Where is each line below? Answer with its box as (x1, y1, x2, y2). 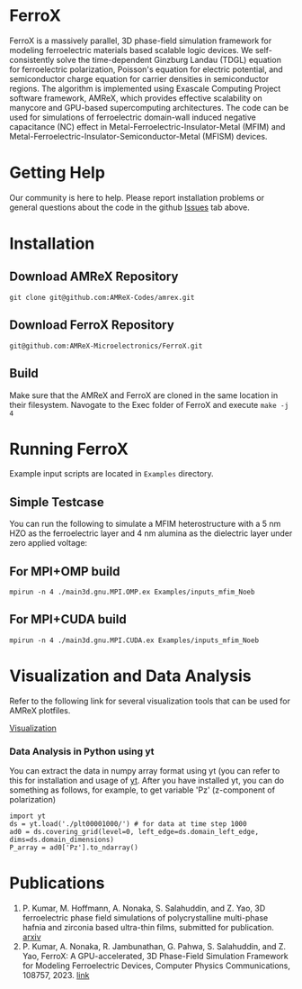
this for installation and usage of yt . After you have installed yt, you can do (9, 776, 285, 786)
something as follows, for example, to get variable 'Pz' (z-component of (9, 785, 276, 795)
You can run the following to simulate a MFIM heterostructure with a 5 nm (9, 519, 281, 530)
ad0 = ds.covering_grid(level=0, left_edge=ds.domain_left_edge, (9, 828, 259, 837)
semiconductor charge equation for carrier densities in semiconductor (9, 73, 270, 84)
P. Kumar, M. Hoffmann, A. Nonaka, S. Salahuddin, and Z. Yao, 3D (22, 903, 266, 914)
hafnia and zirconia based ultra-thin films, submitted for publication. (22, 922, 274, 933)
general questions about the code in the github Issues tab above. (9, 202, 250, 213)
